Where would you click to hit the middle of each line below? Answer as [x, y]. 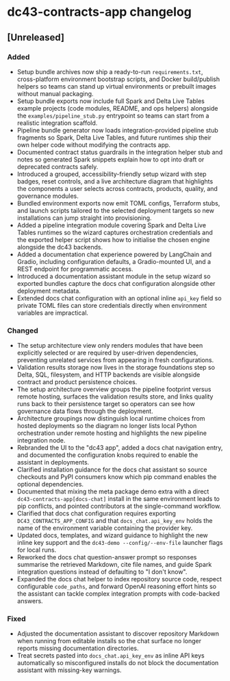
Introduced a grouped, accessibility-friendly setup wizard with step [112, 174]
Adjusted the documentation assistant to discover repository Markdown [118, 634]
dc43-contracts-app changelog [99, 12]
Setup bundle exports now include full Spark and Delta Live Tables [111, 101]
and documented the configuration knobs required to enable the [107, 455]
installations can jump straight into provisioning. [84, 218]
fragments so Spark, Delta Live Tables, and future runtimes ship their [114, 137]
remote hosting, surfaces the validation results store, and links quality [115, 397]
